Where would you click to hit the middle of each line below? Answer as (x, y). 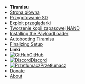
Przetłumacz (53, 65)
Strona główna (25, 12)
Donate (17, 71)
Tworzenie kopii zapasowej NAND (45, 28)
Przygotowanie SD (29, 18)
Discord (39, 60)
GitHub (36, 55)
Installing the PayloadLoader (39, 34)
